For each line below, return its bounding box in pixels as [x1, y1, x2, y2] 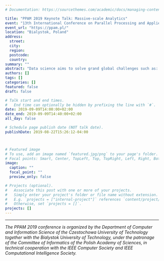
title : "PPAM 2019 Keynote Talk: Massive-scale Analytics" [5, 16, 128, 21]
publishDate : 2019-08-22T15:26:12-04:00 [5, 130, 89, 134]
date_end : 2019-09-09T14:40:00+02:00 [5, 111, 82, 117]
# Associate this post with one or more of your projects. [5, 187, 132, 193]
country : [9, 57, 27, 62]
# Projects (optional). [5, 183, 54, 188]
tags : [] [5, 76, 23, 80]
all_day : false [5, 116, 36, 121]
